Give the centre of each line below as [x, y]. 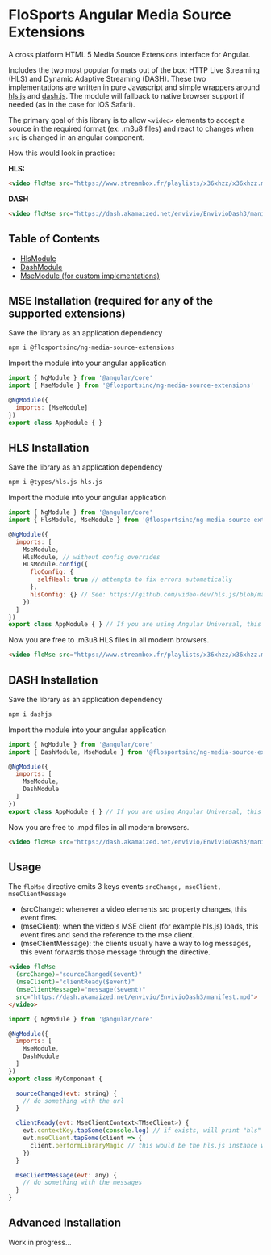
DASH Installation [53, 680]
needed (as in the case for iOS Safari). [72, 104]
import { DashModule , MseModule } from [75, 752]
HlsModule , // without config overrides [92, 557]
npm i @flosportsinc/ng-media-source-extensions [92, 348]
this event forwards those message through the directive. [115, 952]
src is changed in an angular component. [77, 137]
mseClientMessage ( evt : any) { [66, 1175]
